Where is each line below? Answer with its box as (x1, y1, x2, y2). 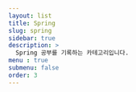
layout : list (8, 11, 52, 20)
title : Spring (8, 19, 56, 27)
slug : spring (8, 26, 52, 34)
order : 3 (8, 71, 38, 79)
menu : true (8, 57, 48, 65)
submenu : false (8, 64, 60, 72)
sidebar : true (8, 34, 56, 42)
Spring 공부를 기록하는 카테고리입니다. (15, 49, 130, 57)
